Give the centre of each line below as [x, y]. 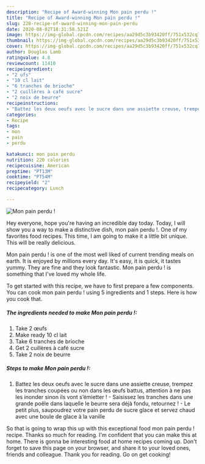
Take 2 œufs [31, 328]
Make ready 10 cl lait [41, 335]
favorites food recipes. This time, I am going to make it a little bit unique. [97, 236]
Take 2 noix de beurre [43, 354]
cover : [15, 47]
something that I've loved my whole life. [56, 274]
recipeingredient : [30, 69]
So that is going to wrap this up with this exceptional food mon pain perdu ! [101, 428]
